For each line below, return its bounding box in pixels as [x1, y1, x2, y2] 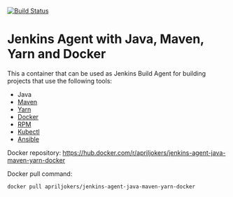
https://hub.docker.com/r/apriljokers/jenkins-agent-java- [62, 148, 226, 157]
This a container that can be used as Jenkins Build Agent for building [7, 69, 206, 77]
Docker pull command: [7, 169, 73, 178]
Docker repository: [7, 148, 62, 157]
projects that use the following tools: [7, 76, 113, 85]
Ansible [17, 135, 40, 143]
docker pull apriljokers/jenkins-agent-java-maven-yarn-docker [7, 183, 196, 190]
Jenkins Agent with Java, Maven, [7, 32, 204, 47]
